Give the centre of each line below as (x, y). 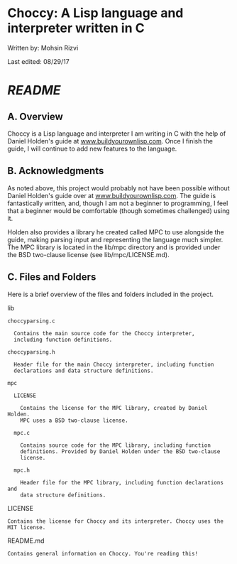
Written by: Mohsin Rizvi (43, 48)
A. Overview (35, 116)
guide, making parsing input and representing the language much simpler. (115, 239)
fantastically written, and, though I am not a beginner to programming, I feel (118, 203)
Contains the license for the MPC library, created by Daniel (114, 408)
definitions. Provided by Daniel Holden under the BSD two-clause (120, 451)
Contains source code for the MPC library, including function (116, 445)
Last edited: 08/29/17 (38, 61)
